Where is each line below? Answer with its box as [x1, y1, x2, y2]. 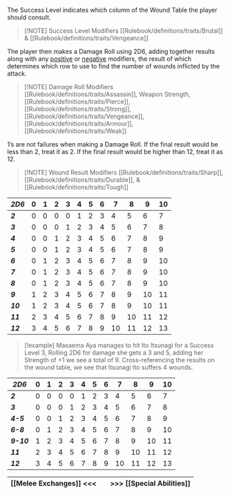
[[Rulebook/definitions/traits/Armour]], [23, 120, 134, 127]
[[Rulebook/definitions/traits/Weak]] [23, 127, 127, 135]
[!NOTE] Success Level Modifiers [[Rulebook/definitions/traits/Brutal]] [23, 27, 223, 35]
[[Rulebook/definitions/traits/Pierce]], [23, 97, 131, 106]
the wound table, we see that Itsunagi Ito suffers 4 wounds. [23, 363, 193, 371]
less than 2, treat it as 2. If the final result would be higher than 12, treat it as [7, 148, 223, 156]
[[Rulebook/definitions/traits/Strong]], [23, 105, 132, 113]
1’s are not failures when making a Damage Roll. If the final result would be [7, 140, 219, 148]
